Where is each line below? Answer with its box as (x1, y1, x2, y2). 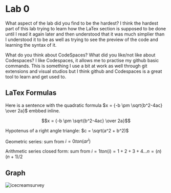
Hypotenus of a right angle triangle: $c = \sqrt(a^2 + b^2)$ (5, 127, 129, 133)
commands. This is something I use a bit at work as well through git (5, 63, 147, 69)
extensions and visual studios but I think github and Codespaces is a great (5, 68, 162, 74)
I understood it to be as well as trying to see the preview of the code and (5, 36, 159, 43)
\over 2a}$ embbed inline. (5, 107, 60, 113)
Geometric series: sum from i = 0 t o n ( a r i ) (5, 137, 91, 144)
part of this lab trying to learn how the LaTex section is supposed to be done (5, 25, 166, 31)
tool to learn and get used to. (5, 73, 67, 80)
